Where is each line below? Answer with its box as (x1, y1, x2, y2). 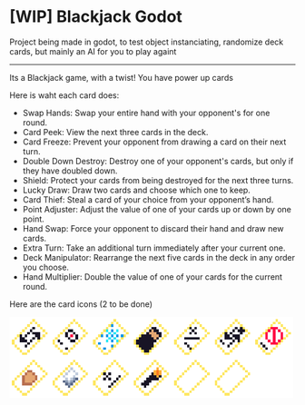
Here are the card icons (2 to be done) (9, 298, 152, 310)
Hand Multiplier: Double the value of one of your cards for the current (22, 271, 283, 282)
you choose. (22, 262, 70, 272)
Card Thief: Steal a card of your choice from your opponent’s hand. (22, 193, 274, 205)
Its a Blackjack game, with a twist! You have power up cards (9, 72, 234, 83)
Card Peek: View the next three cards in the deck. (22, 126, 209, 137)
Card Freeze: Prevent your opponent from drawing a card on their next (22, 136, 287, 147)
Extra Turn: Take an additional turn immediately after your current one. (22, 242, 286, 253)
